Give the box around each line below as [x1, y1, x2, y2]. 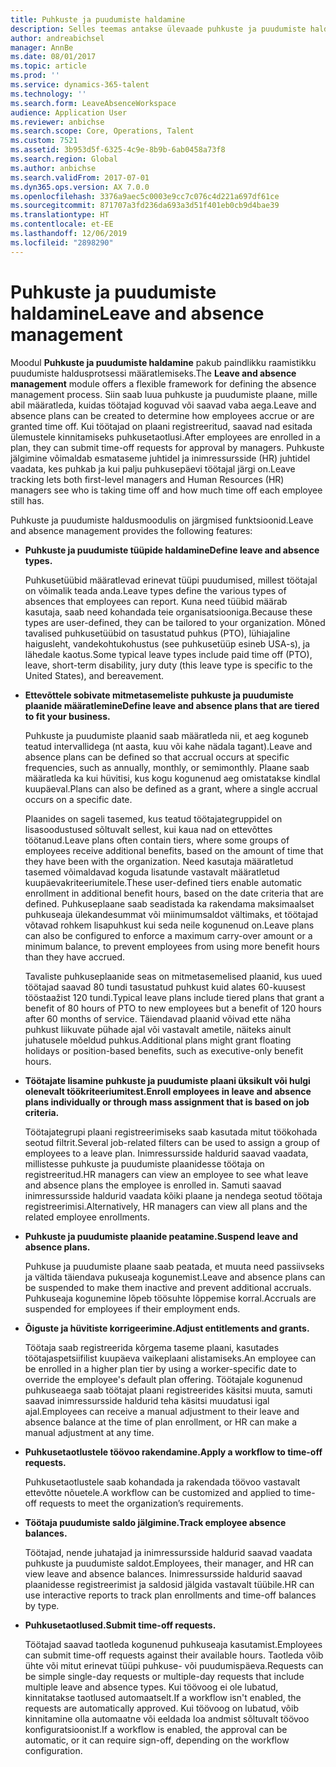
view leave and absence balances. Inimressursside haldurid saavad [24, 1567, 303, 1580]
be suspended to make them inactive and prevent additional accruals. [24, 1281, 312, 1293]
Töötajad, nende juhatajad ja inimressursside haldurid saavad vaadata [24, 1546, 313, 1558]
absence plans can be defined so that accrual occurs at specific [24, 751, 290, 763]
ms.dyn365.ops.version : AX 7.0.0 [10, 182, 150, 192]
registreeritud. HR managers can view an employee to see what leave [24, 1168, 309, 1180]
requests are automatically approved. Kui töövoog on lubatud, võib [24, 1702, 299, 1714]
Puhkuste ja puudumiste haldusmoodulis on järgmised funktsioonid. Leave [10, 514, 314, 526]
